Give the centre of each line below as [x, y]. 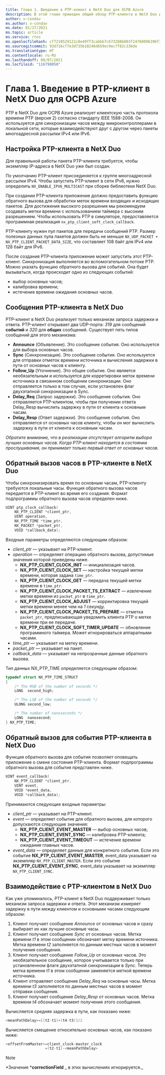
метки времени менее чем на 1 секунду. [62, 606]
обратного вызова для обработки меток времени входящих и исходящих [82, 201]
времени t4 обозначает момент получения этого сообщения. [77, 1002]
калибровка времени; [35, 287]
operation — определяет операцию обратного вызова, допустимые [83, 554]
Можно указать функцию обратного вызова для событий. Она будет [77, 267]
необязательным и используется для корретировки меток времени [83, 376]
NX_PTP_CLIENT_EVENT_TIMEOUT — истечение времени [80, 840]
